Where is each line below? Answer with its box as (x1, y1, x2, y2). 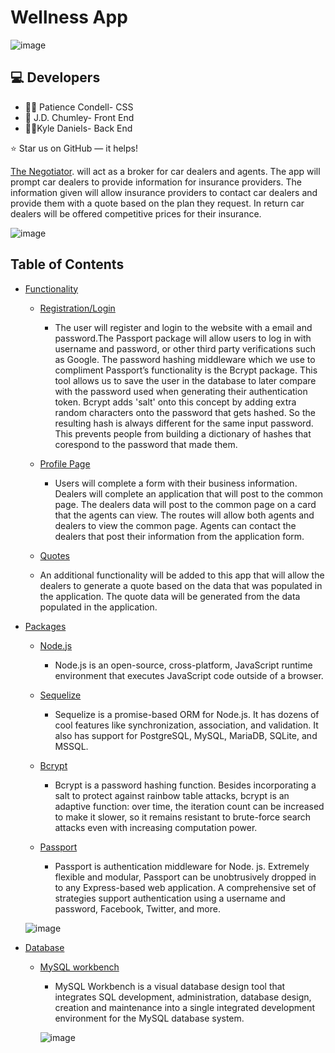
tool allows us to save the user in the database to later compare (54, 374, 317, 386)
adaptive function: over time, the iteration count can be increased (54, 800, 325, 812)
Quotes (39, 549, 70, 561)
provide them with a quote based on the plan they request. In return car (10, 197, 305, 209)
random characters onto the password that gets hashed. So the (54, 406, 316, 418)
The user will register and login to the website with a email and (54, 321, 313, 333)
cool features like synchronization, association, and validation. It (54, 719, 319, 731)
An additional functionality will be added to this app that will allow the (39, 569, 325, 581)
